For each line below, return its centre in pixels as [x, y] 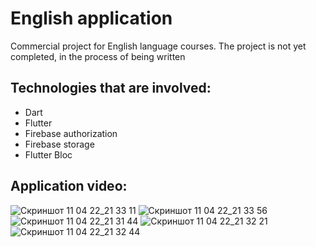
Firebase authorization [71, 133]
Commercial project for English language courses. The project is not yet [158, 46]
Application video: [69, 186]
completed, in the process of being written [98, 56]
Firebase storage [59, 144]
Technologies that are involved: [111, 88]
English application [91, 18]
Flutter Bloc [48, 154]
